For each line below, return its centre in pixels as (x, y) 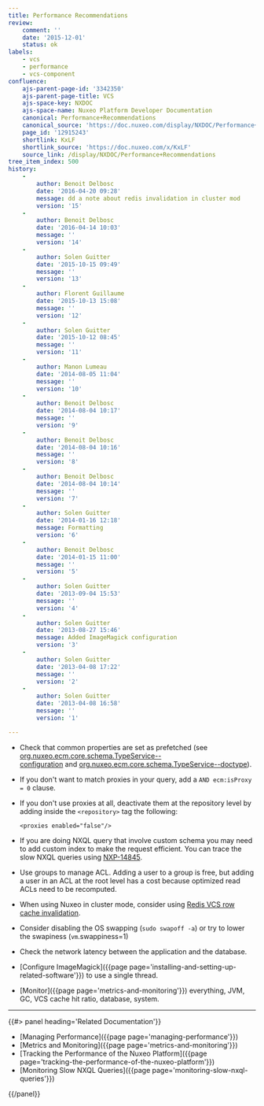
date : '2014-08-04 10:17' (79, 411)
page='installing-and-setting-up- (183, 967)
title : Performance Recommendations (68, 15)
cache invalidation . (50, 912)
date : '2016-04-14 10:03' (79, 228)
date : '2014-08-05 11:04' (79, 374)
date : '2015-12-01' (54, 37)
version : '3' (58, 645)
